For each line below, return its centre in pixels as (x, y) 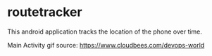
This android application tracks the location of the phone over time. (105, 31)
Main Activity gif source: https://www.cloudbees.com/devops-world (106, 45)
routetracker (45, 12)
